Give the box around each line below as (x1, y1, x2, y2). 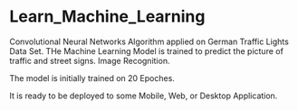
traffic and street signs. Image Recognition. (9, 55, 170, 66)
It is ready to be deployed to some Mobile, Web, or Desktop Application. (9, 90, 278, 101)
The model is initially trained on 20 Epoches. (9, 72, 175, 83)
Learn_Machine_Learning (9, 6, 206, 27)
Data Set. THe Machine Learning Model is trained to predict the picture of (9, 45, 284, 56)
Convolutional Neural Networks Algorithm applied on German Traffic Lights (9, 36, 290, 47)
